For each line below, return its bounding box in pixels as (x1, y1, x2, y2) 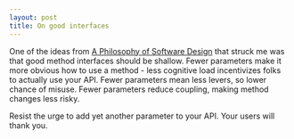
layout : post (9, 12, 58, 22)
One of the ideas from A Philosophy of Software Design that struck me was (9, 45, 285, 56)
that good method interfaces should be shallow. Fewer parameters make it (9, 55, 282, 66)
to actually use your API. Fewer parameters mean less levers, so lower (9, 74, 267, 85)
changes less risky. (9, 93, 80, 103)
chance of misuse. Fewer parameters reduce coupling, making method (9, 84, 269, 94)
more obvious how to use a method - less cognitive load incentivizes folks (9, 64, 282, 76)
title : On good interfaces (9, 21, 110, 30)
